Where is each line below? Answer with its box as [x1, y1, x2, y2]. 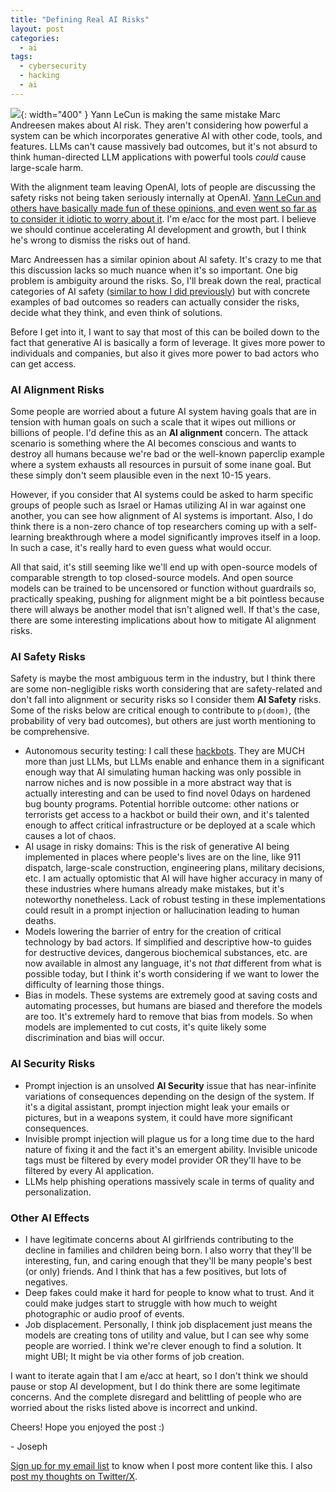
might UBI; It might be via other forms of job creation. [24, 1350, 245, 1362]
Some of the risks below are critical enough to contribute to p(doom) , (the [10, 704, 311, 716]
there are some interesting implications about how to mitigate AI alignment [10, 614, 317, 626]
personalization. [24, 1186, 92, 1198]
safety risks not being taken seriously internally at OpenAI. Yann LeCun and [10, 191, 322, 203]
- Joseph [10, 1440, 48, 1452]
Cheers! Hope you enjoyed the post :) [10, 1421, 165, 1433]
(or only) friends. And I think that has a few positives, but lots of [24, 1265, 287, 1277]
